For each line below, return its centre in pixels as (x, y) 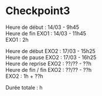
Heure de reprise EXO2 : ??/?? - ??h (48, 64)
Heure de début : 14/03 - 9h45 (42, 27)
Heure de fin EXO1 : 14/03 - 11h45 (46, 33)
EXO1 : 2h (17, 39)
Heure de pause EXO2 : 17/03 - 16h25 (51, 57)
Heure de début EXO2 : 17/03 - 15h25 (50, 51)
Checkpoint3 (38, 11)
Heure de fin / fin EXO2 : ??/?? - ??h (49, 69)
